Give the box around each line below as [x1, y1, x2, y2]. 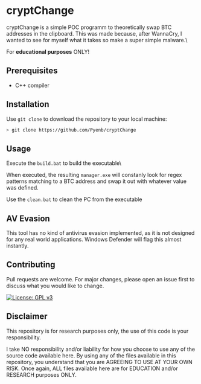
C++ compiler [14, 82, 49, 89]
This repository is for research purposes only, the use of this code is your [6, 327, 189, 334]
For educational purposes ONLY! [6, 48, 90, 55]
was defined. [6, 184, 39, 191]
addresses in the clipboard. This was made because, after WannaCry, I [6, 30, 182, 37]
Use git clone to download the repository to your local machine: [6, 115, 167, 123]
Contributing [6, 260, 56, 270]
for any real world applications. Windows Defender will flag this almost [6, 236, 182, 243]
